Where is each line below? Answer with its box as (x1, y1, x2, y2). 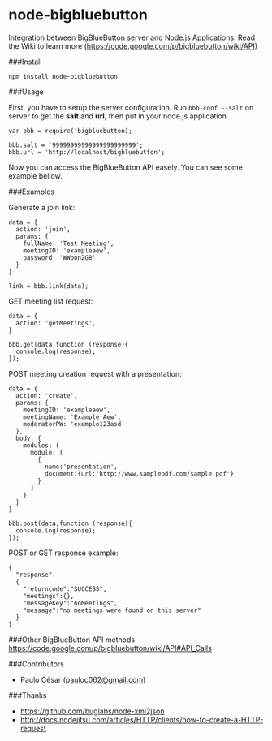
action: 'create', (15, 391, 79, 399)
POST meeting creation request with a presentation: (8, 368, 182, 378)
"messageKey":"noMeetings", (23, 599, 118, 607)
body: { (15, 434, 42, 442)
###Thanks (8, 690, 47, 700)
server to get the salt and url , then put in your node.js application (8, 111, 227, 121)
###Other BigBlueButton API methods (8, 635, 136, 644)
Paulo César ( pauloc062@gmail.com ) (19, 674, 146, 684)
